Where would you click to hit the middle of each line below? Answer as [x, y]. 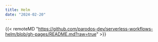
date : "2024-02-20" [26, 14]
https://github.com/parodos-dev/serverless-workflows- [95, 28]
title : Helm [18, 10]
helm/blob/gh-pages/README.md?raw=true [51, 34]
